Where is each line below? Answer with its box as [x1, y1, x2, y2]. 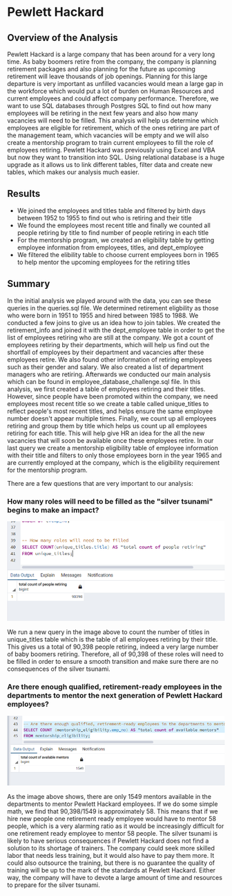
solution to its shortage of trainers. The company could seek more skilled [7, 844, 215, 852]
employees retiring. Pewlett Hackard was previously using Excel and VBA [7, 146, 215, 154]
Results [7, 188, 41, 200]
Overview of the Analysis [7, 32, 119, 44]
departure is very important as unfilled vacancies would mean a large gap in [7, 80, 224, 87]
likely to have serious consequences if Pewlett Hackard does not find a [7, 836, 209, 845]
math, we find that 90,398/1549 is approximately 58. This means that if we [7, 807, 219, 816]
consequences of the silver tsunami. [7, 665, 110, 673]
